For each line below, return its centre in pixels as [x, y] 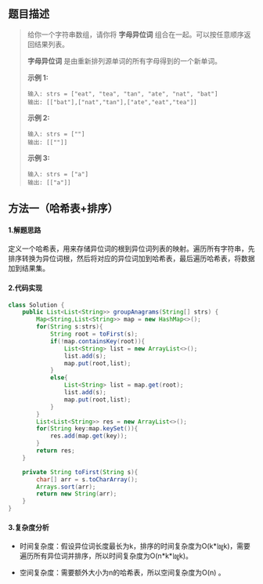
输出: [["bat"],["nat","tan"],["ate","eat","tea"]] [112, 102]
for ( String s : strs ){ [70, 327]
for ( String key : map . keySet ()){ [87, 429]
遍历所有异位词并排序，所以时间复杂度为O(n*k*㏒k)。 [106, 556]
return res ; [56, 451]
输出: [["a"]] [49, 183]
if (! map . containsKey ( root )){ [97, 341]
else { [59, 378]
